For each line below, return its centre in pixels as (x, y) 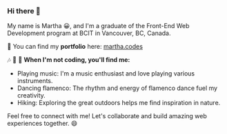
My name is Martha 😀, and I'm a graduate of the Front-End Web (98, 26)
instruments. (35, 81)
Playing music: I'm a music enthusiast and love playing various (106, 74)
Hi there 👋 (24, 11)
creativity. (31, 96)
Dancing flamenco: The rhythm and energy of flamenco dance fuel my (117, 88)
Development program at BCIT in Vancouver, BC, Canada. (89, 33)
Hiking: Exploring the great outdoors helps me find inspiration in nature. (119, 103)
